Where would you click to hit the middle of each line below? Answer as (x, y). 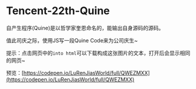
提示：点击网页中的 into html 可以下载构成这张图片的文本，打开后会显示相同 (98, 53)
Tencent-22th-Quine (58, 11)
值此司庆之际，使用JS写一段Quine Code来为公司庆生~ (72, 40)
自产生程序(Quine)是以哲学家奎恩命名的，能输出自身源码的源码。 (85, 28)
